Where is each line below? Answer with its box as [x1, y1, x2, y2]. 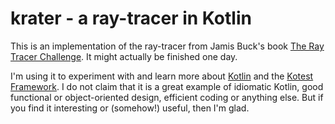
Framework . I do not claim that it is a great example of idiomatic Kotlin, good [10, 80, 324, 92]
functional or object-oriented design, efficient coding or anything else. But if [10, 91, 324, 103]
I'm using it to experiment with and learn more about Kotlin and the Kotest [10, 70, 314, 82]
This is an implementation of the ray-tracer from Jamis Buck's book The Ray [10, 40, 325, 52]
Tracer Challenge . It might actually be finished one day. [10, 50, 238, 62]
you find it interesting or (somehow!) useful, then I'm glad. [10, 102, 250, 114]
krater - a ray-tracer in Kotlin [10, 7, 252, 30]
